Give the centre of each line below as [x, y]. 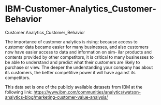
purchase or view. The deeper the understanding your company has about [79, 67]
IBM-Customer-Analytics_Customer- [81, 9]
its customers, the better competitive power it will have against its [70, 72]
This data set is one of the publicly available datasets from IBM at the [74, 87]
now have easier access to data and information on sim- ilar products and [79, 52]
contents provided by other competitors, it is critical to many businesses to [79, 57]
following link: [19, 92]
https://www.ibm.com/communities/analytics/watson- [87, 92]
